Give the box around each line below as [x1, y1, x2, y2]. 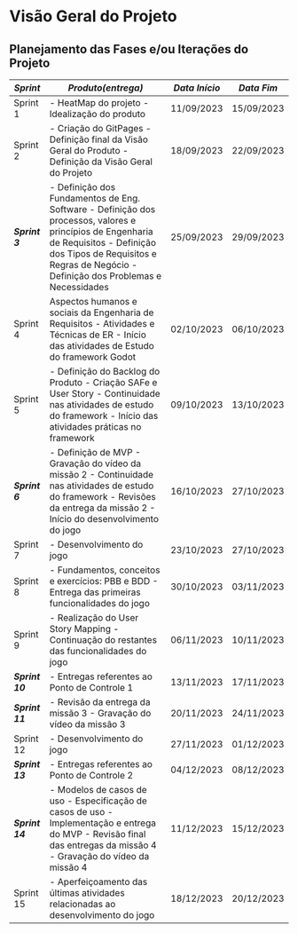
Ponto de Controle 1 [49, 682, 134, 693]
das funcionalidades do [49, 645, 147, 657]
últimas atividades [49, 887, 126, 898]
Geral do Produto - [49, 145, 129, 156]
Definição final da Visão [49, 133, 148, 146]
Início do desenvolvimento [49, 513, 160, 525]
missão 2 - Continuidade [49, 469, 153, 480]
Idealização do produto [49, 108, 146, 120]
